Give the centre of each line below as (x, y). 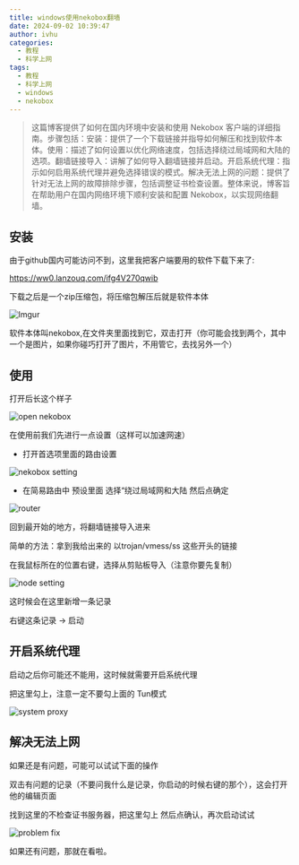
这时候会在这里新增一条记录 (60, 601)
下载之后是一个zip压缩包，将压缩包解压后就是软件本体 (109, 297)
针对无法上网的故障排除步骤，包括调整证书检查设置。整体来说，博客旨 (161, 184)
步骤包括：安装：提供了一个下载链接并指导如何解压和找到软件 (161, 139)
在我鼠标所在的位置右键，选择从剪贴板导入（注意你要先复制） (123, 565)
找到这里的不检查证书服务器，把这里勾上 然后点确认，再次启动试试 (132, 814)
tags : (19, 68)
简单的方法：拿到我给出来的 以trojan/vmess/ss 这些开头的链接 (124, 546)
